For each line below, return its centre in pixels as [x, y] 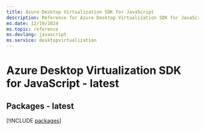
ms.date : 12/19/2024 [33, 23]
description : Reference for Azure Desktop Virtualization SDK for [92, 18]
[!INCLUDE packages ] [34, 121]
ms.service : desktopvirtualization [52, 40]
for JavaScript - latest [63, 84]
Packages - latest [40, 106]
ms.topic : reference [33, 29]
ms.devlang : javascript [37, 35]
